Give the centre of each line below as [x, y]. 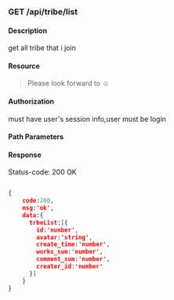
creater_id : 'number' [70, 267]
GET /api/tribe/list [43, 12]
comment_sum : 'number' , [73, 259]
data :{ [33, 215]
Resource [24, 66]
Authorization [31, 101]
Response [25, 155]
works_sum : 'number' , [70, 252]
